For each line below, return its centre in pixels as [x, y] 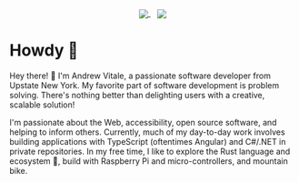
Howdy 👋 [44, 51]
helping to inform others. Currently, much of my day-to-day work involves [147, 132]
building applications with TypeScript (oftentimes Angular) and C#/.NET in [148, 142]
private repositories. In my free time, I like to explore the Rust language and [150, 152]
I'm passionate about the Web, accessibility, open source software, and [143, 123]
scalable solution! [42, 105]
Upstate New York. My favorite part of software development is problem [145, 86]
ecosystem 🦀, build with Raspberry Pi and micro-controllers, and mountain [149, 161]
